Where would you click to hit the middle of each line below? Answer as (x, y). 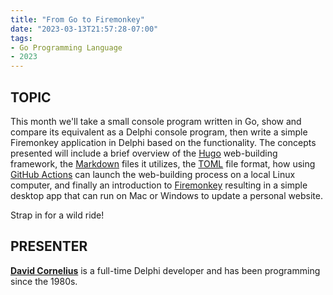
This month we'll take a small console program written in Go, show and (156, 121)
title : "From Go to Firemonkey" (77, 19)
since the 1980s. (44, 281)
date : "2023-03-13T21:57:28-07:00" (84, 29)
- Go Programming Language (66, 47)
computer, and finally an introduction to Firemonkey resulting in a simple (159, 185)
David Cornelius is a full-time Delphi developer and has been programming (165, 270)
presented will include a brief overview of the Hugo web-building (144, 153)
